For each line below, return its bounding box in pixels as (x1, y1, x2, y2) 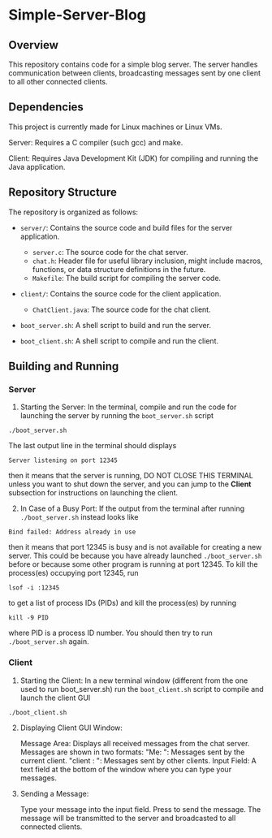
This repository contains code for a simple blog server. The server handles (8, 59, 258, 69)
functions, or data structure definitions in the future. (32, 264, 206, 274)
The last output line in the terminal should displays (8, 441, 177, 451)
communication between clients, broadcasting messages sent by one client (8, 68, 261, 78)
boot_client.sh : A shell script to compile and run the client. (19, 335, 219, 346)
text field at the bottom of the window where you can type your (19, 764, 232, 774)
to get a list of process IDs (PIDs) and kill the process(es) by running (8, 598, 237, 608)
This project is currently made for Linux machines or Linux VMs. (8, 122, 222, 132)
